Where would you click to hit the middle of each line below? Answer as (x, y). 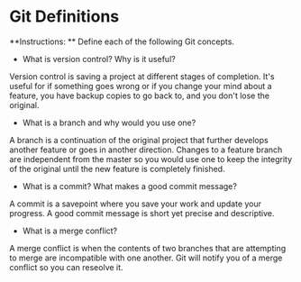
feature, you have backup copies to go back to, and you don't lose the (140, 96)
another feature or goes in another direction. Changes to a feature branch (146, 150)
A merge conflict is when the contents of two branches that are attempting (148, 248)
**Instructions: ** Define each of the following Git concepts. (122, 41)
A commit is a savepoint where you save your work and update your (136, 204)
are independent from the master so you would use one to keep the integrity (151, 159)
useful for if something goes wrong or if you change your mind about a (141, 86)
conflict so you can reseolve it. (66, 267)
